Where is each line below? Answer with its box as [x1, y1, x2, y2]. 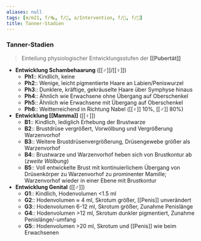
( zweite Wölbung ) [24, 157, 69, 165]
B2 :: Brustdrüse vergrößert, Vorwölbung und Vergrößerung [24, 125, 173, 132]
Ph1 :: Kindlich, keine [24, 73, 75, 80]
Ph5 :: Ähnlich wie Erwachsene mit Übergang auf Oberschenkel [24, 98, 183, 106]
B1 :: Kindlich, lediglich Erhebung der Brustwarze [24, 118, 145, 125]
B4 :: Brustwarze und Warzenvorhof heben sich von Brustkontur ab [24, 150, 192, 158]
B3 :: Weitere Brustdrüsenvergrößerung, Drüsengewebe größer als [24, 138, 191, 145]
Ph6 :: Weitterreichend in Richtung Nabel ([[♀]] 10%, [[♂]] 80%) [24, 105, 184, 113]
